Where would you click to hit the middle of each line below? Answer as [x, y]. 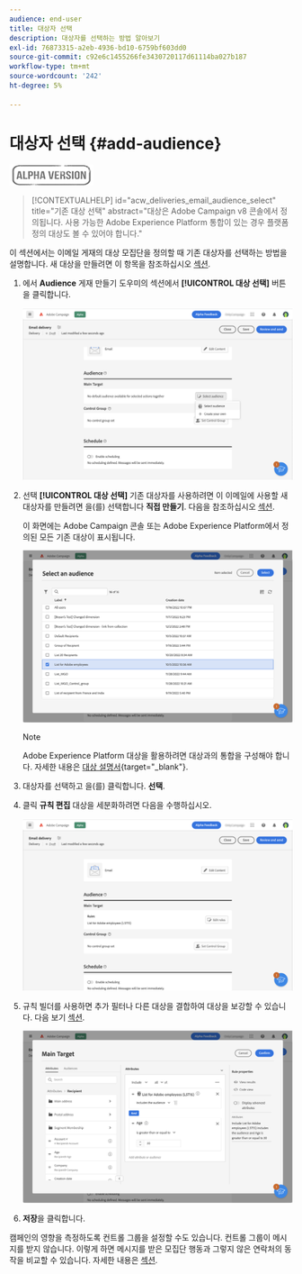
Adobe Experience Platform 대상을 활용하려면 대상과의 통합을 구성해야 [147, 755]
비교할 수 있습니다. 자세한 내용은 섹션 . [92, 1260]
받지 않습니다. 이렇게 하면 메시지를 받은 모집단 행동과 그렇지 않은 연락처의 [154, 1249]
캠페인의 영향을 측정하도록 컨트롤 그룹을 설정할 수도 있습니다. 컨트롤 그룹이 [140, 1238]
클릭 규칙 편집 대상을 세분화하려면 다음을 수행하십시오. [117, 805]
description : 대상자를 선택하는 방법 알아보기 [84, 38]
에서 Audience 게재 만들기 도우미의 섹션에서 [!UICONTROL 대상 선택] [146, 283]
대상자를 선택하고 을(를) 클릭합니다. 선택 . [93, 786]
